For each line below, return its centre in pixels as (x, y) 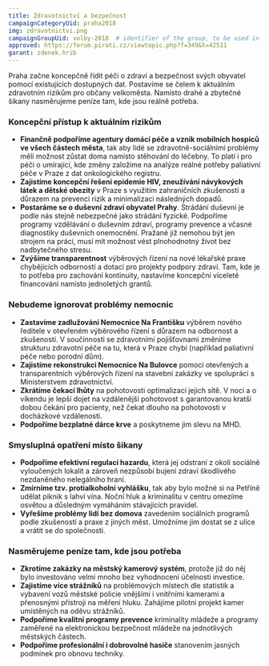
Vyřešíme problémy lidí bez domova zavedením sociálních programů (134, 513)
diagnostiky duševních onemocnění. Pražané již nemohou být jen (127, 233)
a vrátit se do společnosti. (62, 530)
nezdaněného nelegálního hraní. (73, 479)
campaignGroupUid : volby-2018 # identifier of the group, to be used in (134, 38)
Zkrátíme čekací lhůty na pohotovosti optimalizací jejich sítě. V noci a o (138, 390)
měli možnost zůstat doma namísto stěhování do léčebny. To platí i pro (136, 156)
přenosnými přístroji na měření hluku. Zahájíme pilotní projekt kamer (132, 603)
